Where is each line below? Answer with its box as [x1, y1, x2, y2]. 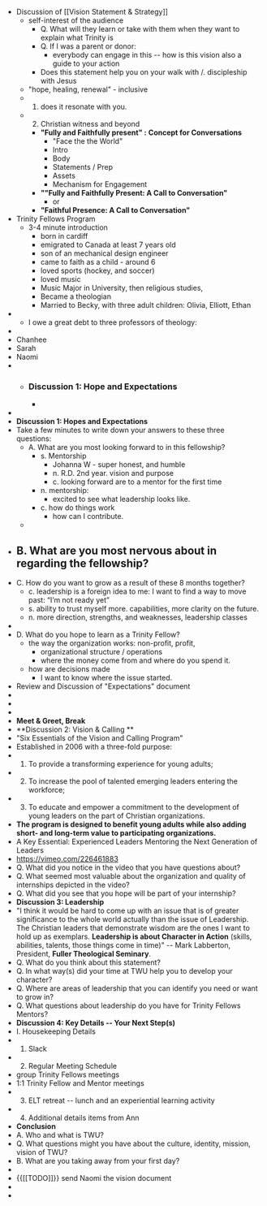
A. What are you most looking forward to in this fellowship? [28, 443, 226, 452]
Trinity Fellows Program [15, 214, 96, 223]
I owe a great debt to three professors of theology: [28, 318, 197, 327]
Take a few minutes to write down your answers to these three [15, 426, 225, 435]
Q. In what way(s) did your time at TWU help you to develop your [15, 966, 233, 976]
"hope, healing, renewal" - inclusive [28, 84, 149, 94]
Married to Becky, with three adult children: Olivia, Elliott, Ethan [40, 300, 252, 309]
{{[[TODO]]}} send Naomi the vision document [15, 1174, 172, 1183]
